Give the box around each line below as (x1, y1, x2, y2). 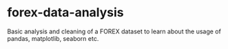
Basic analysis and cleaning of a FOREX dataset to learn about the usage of (7, 27, 222, 35)
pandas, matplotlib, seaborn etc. (7, 34, 99, 42)
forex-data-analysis (7, 5, 124, 20)
